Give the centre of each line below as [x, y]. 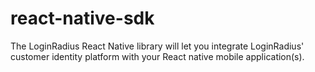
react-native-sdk [82, 18]
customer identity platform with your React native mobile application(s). [157, 56]
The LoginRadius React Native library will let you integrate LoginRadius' [157, 46]
